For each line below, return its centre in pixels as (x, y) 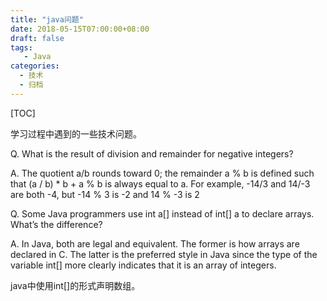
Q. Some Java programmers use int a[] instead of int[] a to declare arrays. (162, 213)
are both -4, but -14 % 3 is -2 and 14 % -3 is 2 (105, 194)
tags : (21, 47)
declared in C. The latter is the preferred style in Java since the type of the (164, 254)
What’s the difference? (56, 224)
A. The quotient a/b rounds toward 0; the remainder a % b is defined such (162, 173)
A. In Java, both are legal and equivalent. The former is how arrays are (155, 243)
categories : (35, 66)
